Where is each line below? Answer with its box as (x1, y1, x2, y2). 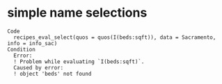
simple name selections (7, 5, 148, 21)
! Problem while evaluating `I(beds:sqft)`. (13, 58, 145, 65)
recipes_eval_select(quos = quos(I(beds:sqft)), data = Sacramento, (13, 33, 216, 41)
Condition (7, 46, 36, 53)
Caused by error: (13, 64, 64, 71)
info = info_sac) (7, 40, 58, 47)
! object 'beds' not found (13, 70, 92, 77)
